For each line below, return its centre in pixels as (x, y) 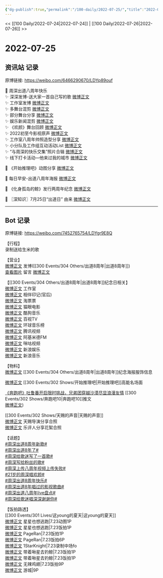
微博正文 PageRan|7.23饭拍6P (35, 540)
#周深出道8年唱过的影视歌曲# (35, 487)
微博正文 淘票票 (21, 301)
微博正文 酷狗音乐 (23, 313)
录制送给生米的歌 (22, 250)
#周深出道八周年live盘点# (30, 493)
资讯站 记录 (22, 68)
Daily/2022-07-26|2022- (128, 23)
